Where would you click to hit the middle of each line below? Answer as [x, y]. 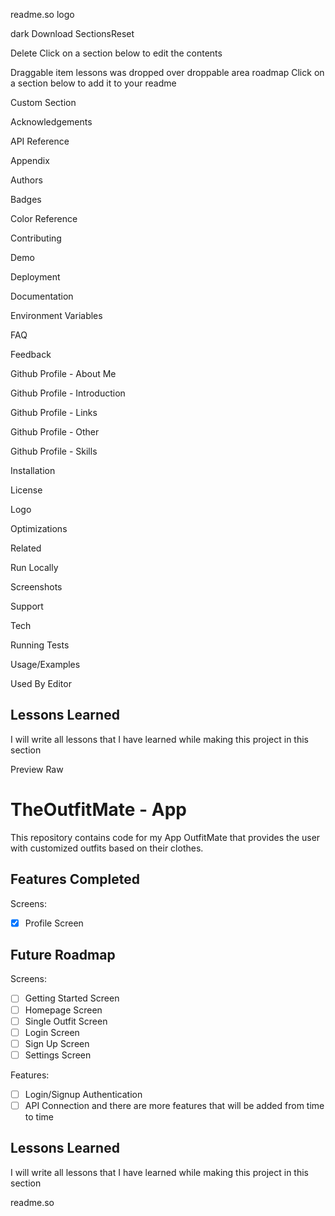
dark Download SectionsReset [72, 33]
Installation [33, 470]
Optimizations [39, 528]
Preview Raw [37, 769]
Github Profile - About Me [63, 373]
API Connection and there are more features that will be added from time [174, 1105]
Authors [26, 180]
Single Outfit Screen [66, 1021]
